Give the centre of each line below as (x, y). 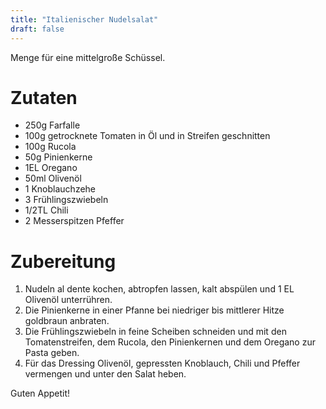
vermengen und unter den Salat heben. (105, 374)
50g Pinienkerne (58, 157)
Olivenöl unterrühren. (68, 300)
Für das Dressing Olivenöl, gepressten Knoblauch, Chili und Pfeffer (162, 363)
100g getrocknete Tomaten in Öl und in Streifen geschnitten (147, 136)
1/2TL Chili (46, 210)
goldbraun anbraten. (67, 321)
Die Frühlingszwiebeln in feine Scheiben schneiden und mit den (155, 332)
